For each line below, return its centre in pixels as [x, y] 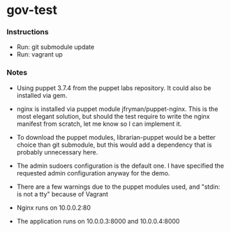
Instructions [28, 32]
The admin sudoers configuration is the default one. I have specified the [120, 166]
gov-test [32, 10]
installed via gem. [42, 95]
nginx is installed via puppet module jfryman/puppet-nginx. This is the [117, 109]
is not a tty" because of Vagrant [62, 194]
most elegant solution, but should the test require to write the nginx [113, 116]
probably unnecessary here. [57, 152]
